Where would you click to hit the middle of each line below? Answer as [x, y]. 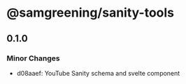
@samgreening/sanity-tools [90, 13]
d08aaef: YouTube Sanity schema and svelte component [98, 73]
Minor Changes [33, 58]
